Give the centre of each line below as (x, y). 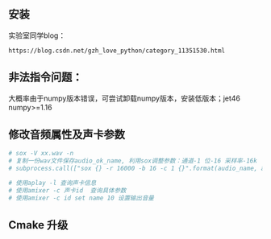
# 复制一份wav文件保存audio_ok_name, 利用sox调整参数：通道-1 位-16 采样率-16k (133, 161)
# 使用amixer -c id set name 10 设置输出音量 (81, 198)
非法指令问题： (46, 78)
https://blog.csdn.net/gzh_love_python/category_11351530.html (117, 51)
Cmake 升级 (38, 225)
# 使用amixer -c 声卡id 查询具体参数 (67, 190)
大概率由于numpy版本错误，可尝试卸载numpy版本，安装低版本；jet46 (124, 98)
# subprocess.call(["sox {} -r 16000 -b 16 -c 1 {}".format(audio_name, (133, 169)
